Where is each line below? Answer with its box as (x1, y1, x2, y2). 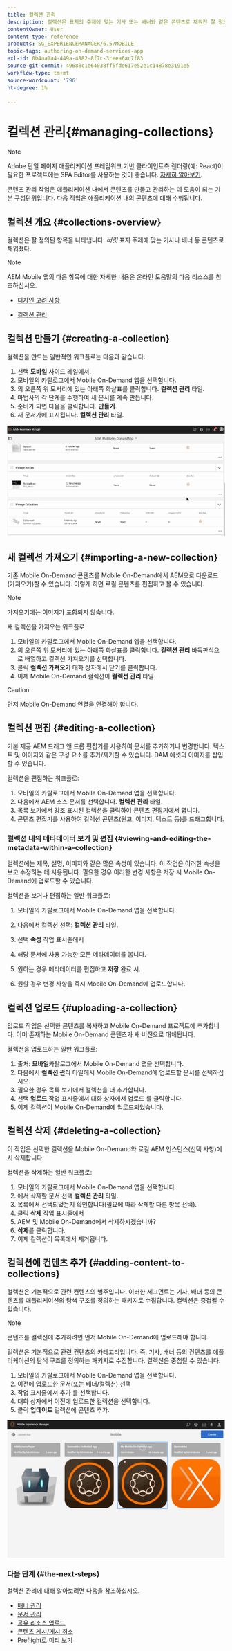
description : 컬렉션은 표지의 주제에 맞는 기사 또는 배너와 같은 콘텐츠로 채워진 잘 (7, 18, 215, 26)
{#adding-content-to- (88, 1257, 185, 1269)
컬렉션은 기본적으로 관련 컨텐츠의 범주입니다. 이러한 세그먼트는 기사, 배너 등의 (7, 1288, 215, 1296)
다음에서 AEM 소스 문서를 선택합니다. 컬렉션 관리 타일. (17, 797, 164, 806)
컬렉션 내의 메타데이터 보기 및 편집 (7, 833, 114, 843)
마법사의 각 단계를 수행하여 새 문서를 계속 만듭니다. (17, 393, 154, 402)
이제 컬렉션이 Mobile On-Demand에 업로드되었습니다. (17, 1103, 164, 1111)
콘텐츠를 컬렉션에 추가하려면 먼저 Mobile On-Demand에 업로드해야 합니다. (7, 1333, 209, 1341)
